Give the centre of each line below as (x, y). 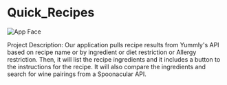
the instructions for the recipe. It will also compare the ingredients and (107, 66)
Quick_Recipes (51, 13)
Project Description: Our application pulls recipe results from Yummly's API (113, 45)
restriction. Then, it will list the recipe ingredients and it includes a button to (114, 59)
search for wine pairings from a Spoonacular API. (77, 74)
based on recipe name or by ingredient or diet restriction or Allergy (102, 52)
